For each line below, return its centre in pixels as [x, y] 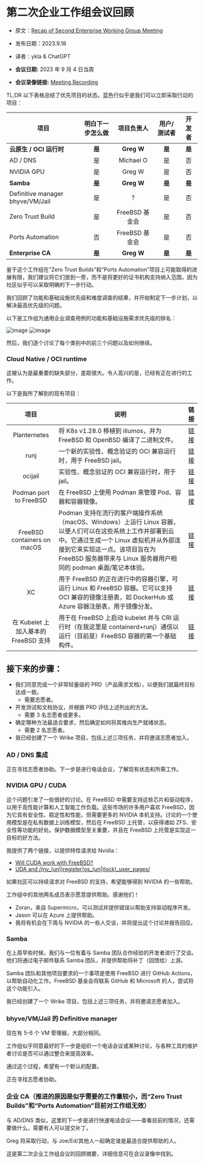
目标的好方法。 [25, 837]
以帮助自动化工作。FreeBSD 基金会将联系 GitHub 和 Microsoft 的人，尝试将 [100, 981]
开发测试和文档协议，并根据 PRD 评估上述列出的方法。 [83, 707]
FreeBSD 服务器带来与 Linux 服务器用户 [115, 559]
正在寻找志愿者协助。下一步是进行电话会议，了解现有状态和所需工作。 [94, 769]
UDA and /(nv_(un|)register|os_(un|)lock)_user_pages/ [83, 869]
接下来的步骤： [34, 668]
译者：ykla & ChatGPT [43, 56]
